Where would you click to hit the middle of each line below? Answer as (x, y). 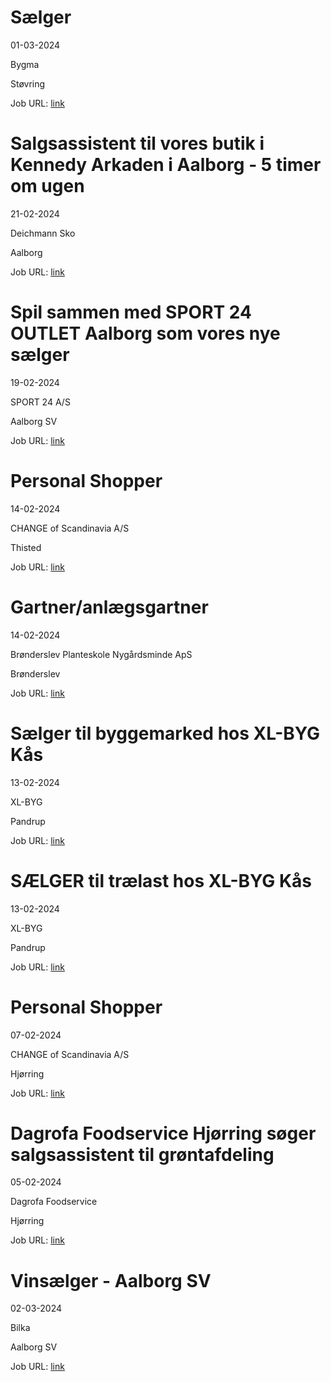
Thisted (26, 547)
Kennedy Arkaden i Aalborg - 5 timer (166, 165)
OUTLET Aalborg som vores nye (145, 333)
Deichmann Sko (43, 233)
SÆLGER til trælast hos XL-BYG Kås (161, 880)
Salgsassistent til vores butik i (137, 143)
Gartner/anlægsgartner (109, 607)
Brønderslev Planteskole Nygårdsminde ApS (101, 654)
